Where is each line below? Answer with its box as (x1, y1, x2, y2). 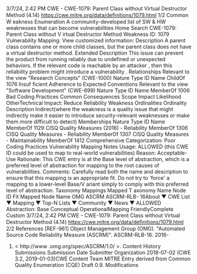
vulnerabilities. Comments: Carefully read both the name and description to (6, 168, 188, 175)
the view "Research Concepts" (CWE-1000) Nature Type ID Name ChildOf (6, 75, 185, 81)
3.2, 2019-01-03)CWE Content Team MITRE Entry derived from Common (14, 255, 191, 262)
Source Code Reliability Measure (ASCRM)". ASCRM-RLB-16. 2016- (6, 232, 169, 238)
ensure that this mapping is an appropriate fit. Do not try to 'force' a (6, 175, 170, 181)
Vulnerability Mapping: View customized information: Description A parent (6, 37, 186, 44)
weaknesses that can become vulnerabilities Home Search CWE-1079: (6, 25, 177, 31)
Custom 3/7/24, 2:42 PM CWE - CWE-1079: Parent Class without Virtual (6, 212, 181, 219)
